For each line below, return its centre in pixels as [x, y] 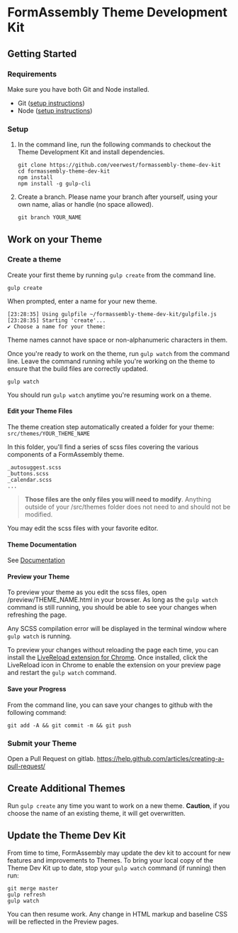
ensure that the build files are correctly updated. [78, 368]
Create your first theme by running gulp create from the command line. [112, 275]
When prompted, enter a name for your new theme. [82, 301]
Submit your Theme [42, 743]
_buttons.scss [28, 474]
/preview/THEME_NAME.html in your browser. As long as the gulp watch [113, 600]
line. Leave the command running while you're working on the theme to [111, 361]
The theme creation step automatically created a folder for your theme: [111, 427]
